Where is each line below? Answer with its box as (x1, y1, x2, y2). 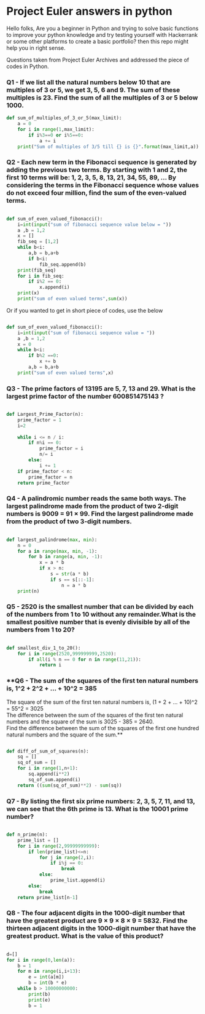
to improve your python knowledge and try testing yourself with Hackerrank (6, 31, 198, 38)
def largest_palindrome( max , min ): (6, 536, 98, 543)
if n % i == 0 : (28, 440, 62, 446)
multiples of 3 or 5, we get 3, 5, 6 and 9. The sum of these (6, 85, 180, 94)
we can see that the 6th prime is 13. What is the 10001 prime (6, 805, 188, 813)
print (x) (17, 290, 40, 296)
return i (39, 662, 62, 668)
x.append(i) (39, 284, 70, 291)
